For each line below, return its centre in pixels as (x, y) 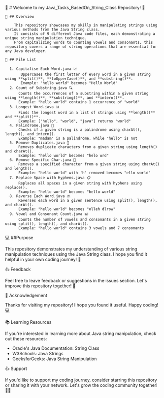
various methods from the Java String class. (52, 30)
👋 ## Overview (20, 17)
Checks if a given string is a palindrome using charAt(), (80, 130)
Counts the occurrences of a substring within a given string (83, 93)
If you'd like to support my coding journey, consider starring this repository (81, 380)
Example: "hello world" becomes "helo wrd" (64, 155)
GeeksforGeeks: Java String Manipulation (54, 359)
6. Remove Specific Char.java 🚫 (43, 160)
